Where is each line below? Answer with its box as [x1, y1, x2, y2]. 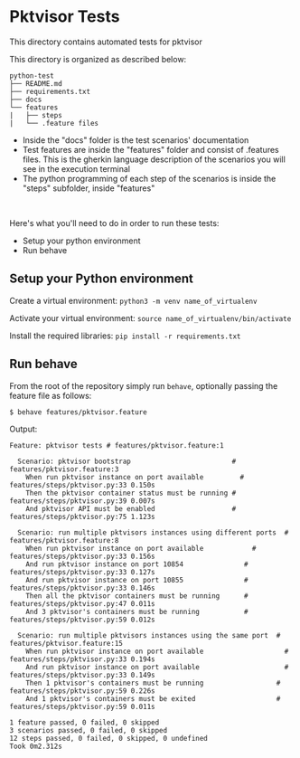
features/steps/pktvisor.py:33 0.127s [9, 568, 155, 577]
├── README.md [9, 79, 63, 88]
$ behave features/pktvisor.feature [9, 407, 147, 417]
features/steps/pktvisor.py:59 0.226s [9, 687, 155, 696]
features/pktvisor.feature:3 [9, 465, 119, 474]
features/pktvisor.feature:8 [9, 536, 119, 545]
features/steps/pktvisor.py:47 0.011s [9, 600, 155, 609]
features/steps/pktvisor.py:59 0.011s [9, 703, 155, 712]
